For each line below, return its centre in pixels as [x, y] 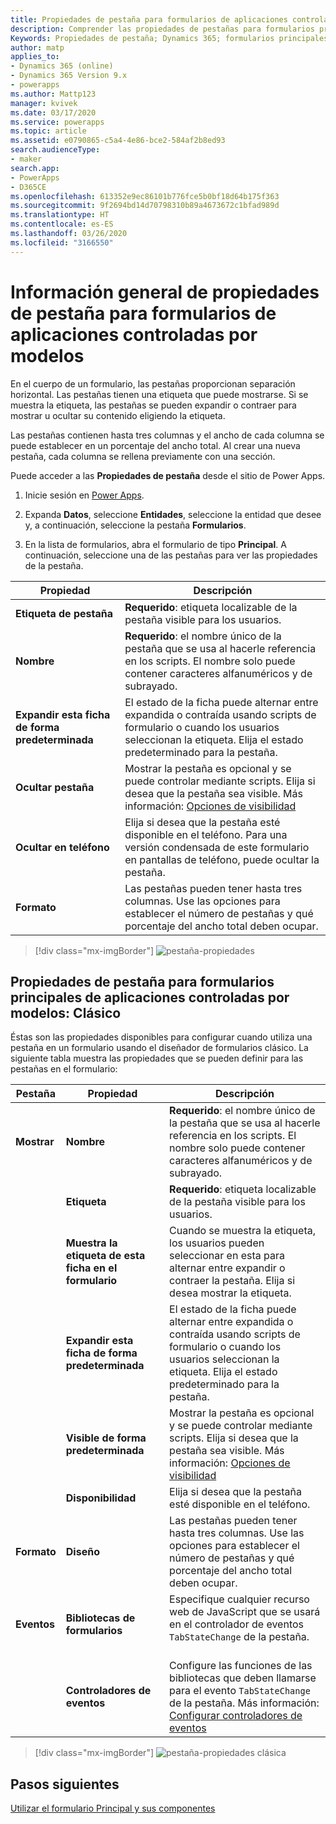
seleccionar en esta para [227, 1256]
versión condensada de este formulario [217, 847]
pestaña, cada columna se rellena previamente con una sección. [143, 456]
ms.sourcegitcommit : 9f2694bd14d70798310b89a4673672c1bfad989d [145, 206]
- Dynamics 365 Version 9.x [69, 76]
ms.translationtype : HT [60, 215]
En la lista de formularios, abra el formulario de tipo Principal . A [155, 544]
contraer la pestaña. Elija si [232, 1281]
